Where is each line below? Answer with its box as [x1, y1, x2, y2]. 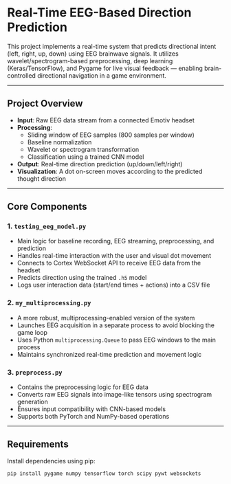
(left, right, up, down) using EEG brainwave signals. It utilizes [7, 49, 179, 58]
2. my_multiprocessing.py [7, 298, 91, 307]
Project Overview [7, 98, 83, 109]
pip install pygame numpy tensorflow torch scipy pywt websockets [7, 470, 201, 477]
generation [16, 397, 48, 406]
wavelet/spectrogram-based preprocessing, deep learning [7, 56, 173, 65]
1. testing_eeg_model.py [7, 221, 87, 231]
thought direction [16, 174, 67, 183]
